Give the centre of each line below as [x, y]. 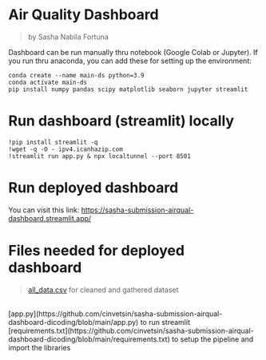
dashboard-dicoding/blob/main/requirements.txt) [89, 339]
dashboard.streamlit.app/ [50, 218]
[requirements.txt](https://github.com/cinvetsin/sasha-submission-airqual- [131, 330]
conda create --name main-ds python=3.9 [77, 75]
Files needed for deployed [97, 251]
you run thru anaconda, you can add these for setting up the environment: [130, 61]
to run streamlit [165, 322]
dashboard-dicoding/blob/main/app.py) [73, 322]
